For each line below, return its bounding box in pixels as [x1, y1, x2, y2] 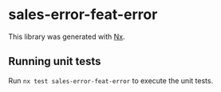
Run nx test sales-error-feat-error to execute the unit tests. [8, 75, 214, 85]
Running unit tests [8, 55, 101, 68]
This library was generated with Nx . [8, 32, 125, 41]
